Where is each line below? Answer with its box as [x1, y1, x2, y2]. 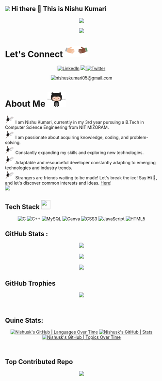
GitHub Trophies [5, 279, 56, 287]
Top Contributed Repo [5, 358, 73, 366]
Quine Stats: [5, 316, 44, 325]
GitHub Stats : [5, 229, 49, 238]
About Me [5, 98, 46, 109]
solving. [5, 139, 21, 145]
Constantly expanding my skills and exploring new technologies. [15, 149, 144, 156]
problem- [130, 134, 148, 140]
